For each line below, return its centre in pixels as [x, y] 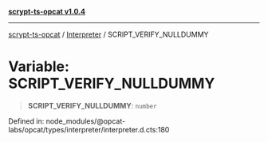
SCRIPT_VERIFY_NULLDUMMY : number [92, 105]
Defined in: [26, 121]
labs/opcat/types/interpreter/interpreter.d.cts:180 [89, 129]
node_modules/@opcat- [86, 121]
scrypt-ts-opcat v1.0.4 [47, 12]
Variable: [39, 67]
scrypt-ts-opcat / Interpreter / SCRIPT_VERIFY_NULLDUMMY [108, 34]
